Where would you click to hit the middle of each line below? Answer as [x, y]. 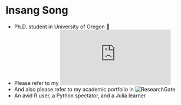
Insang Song [37, 10]
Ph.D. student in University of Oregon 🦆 [62, 27]
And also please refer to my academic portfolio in [74, 89]
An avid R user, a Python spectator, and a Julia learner [80, 96]
